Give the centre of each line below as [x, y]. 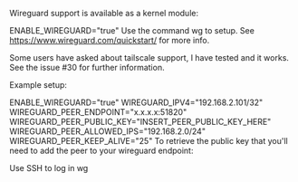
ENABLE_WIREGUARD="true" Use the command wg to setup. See [132, 30]
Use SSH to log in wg [49, 168]
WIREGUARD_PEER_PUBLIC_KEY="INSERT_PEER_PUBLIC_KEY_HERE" [140, 122]
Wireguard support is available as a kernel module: [104, 13]
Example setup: [38, 85]
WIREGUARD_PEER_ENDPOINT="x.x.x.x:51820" [98, 112]
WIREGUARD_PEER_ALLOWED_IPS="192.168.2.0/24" [108, 131]
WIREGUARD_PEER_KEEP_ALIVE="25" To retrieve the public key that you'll [149, 141]
